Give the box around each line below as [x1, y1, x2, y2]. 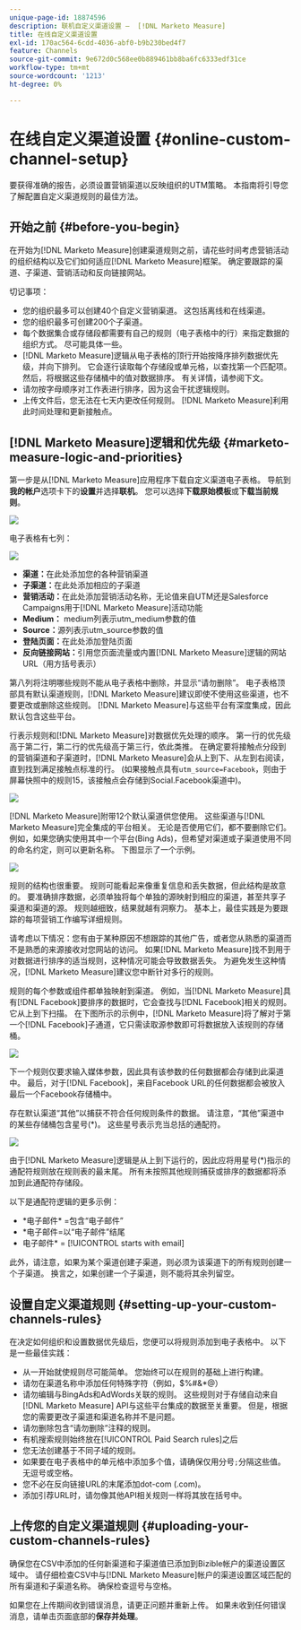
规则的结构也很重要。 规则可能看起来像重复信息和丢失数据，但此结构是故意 [9, 880, 287, 891]
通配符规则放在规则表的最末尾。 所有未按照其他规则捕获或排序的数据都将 [9, 1166, 279, 1177]
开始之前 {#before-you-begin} [9, 219, 181, 234]
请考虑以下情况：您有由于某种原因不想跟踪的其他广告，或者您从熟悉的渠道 [9, 933, 284, 944]
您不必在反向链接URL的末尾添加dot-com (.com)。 [21, 1478, 206, 1489]
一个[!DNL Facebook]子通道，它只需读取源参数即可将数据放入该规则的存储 [9, 1019, 284, 1030]
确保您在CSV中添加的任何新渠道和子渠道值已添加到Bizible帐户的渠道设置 [9, 1557, 278, 1569]
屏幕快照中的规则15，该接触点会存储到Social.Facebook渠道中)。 [9, 775, 246, 785]
